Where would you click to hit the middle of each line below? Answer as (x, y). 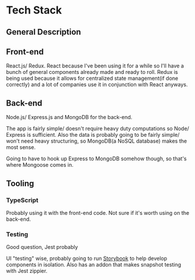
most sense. (21, 147)
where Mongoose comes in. (40, 165)
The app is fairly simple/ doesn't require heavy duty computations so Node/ (98, 129)
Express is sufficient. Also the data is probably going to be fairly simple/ (93, 135)
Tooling (20, 183)
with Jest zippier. (27, 271)
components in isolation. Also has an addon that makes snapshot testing (94, 265)
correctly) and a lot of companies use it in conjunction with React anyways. (97, 85)
